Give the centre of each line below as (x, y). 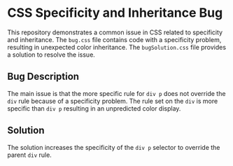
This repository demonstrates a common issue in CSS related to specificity (115, 32)
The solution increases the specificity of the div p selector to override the (114, 147)
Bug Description (43, 77)
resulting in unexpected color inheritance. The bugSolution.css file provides (116, 47)
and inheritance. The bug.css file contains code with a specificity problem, (114, 39)
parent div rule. (30, 155)
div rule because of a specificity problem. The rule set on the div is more (113, 101)
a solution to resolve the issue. (51, 55)
